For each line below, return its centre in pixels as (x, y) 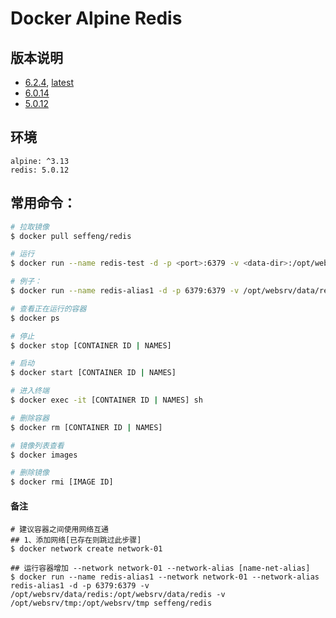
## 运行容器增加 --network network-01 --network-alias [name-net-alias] (160, 568)
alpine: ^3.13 (40, 161)
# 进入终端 (30, 391)
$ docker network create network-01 (86, 549)
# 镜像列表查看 (37, 445)
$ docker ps (35, 318)
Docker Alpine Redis (96, 18)
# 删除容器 (30, 418)
